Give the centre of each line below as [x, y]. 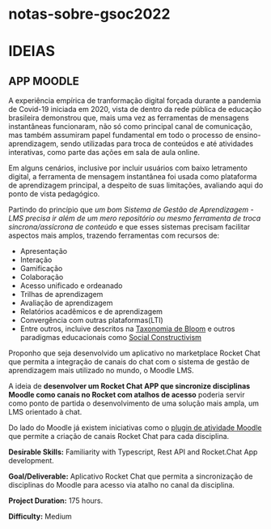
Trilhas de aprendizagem [61, 295]
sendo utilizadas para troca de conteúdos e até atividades [157, 144]
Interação [36, 260]
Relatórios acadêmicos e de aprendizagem [91, 312]
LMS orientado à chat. [45, 412]
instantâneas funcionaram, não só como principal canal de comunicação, [131, 127]
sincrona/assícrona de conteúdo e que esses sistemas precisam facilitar [129, 227]
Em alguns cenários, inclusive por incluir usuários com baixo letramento [128, 168]
